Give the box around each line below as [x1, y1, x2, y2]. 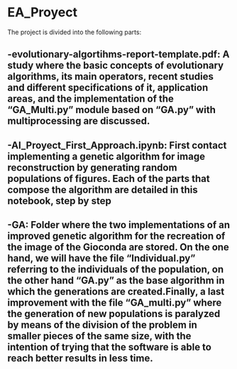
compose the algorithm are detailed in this [7, 183, 198, 196]
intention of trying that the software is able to [7, 341, 211, 353]
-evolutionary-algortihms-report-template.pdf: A [7, 48, 230, 60]
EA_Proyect [7, 4, 78, 21]
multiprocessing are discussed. [7, 115, 150, 127]
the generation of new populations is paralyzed [7, 308, 221, 320]
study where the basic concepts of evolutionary [7, 60, 224, 72]
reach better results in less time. [7, 353, 154, 365]
